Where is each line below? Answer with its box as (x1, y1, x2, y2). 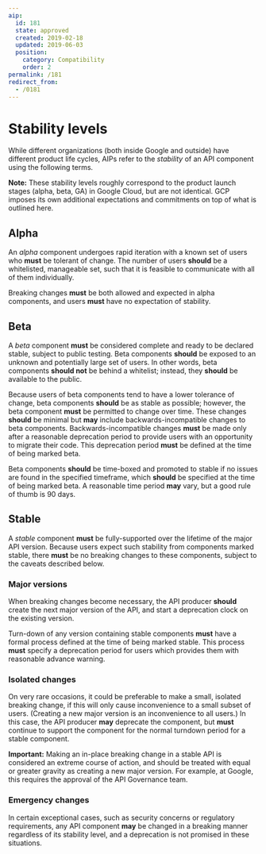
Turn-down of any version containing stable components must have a (8, 629, 237, 639)
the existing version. (8, 614, 75, 623)
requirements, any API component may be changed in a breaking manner (8, 821, 249, 830)
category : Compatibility (22, 56, 105, 64)
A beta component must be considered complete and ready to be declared (8, 340, 254, 350)
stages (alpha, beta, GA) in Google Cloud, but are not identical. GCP (8, 187, 230, 196)
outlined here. (8, 203, 54, 213)
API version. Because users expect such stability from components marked (8, 541, 254, 552)
